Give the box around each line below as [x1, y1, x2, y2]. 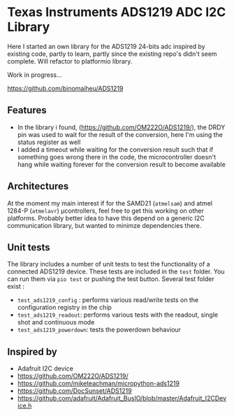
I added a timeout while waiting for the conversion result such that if [17, 145, 214, 154]
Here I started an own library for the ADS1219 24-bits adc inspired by [7, 42, 205, 50]
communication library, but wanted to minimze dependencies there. [7, 221, 202, 229]
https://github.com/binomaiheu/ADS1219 [7, 84, 124, 92]
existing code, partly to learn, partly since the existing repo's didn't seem [7, 50, 218, 58]
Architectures [7, 180, 69, 192]
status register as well [17, 138, 81, 146]
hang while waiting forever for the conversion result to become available [17, 160, 226, 168]
